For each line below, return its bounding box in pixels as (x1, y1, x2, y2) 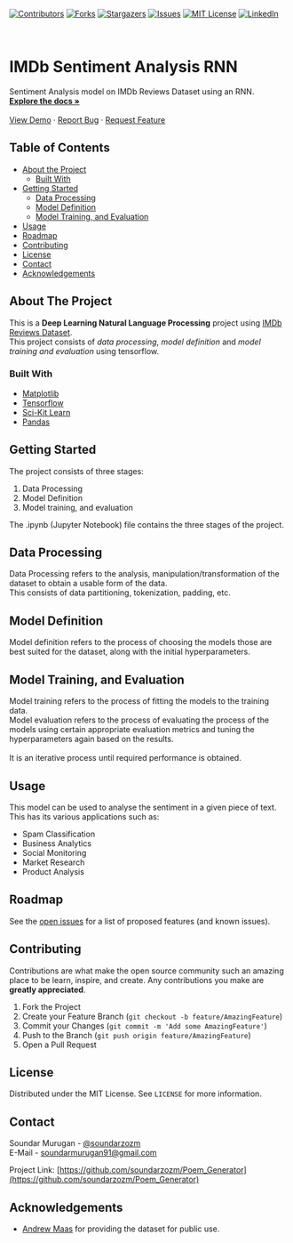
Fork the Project (21, 1001, 82, 1012)
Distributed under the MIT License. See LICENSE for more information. (9, 1088, 262, 1099)
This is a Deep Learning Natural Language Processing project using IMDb (9, 317, 282, 328)
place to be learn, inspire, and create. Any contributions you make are (9, 974, 265, 985)
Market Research (21, 857, 85, 868)
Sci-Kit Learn (21, 407, 71, 417)
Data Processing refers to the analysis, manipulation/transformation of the (9, 569, 280, 579)
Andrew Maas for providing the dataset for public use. (21, 1223, 220, 1234)
